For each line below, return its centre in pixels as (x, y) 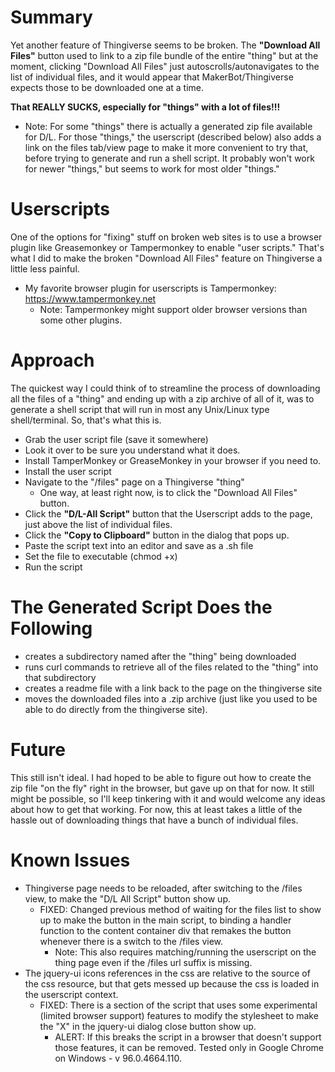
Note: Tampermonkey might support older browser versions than (173, 309)
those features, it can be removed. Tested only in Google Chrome (189, 1047)
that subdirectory (60, 677)
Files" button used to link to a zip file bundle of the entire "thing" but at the (164, 55)
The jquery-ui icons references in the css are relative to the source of (167, 973)
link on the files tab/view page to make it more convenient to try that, (166, 147)
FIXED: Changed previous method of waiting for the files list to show (180, 909)
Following (51, 628)
